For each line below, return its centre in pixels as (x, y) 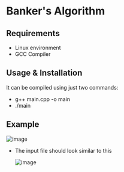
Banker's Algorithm (56, 11)
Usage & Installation (44, 73)
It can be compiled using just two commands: (62, 87)
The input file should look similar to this (63, 150)
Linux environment (38, 48)
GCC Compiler (33, 54)
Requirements (33, 33)
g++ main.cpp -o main (43, 99)
